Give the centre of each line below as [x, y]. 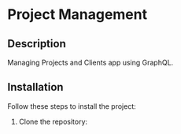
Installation [35, 87]
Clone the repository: [53, 121]
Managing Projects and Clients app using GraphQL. [90, 62]
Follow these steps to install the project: [72, 106]
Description [37, 44]
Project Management [77, 15]
